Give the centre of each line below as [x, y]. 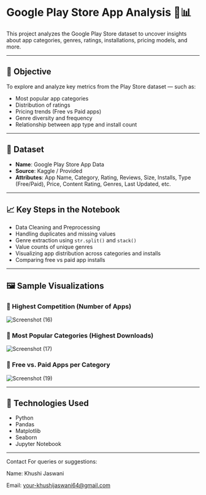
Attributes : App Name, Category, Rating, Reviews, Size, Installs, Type [103, 177]
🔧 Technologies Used [48, 403]
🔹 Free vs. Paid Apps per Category [58, 365]
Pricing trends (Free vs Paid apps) [58, 111]
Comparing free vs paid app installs [60, 260]
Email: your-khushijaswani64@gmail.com [59, 485]
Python [24, 418]
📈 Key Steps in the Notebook [63, 209]
